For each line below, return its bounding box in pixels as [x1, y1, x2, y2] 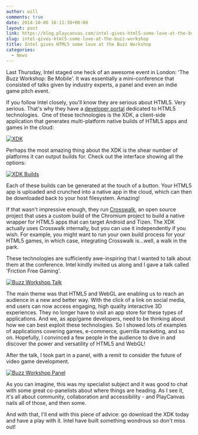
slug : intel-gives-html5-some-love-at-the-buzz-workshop [6, 36, 149, 42]
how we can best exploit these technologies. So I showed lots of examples [6, 321, 187, 328]
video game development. [6, 357, 70, 365]
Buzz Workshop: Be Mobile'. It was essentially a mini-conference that [6, 75, 174, 82]
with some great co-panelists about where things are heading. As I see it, [6, 387, 184, 394]
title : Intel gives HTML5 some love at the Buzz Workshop [6, 42, 151, 48]
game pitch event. [6, 87, 50, 94]
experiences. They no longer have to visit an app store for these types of [6, 308, 183, 316]
